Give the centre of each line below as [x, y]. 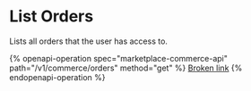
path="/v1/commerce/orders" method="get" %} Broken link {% [126, 68]
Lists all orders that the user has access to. [89, 41]
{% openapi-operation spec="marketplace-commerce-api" [119, 58]
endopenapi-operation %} [57, 77]
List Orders [52, 17]
